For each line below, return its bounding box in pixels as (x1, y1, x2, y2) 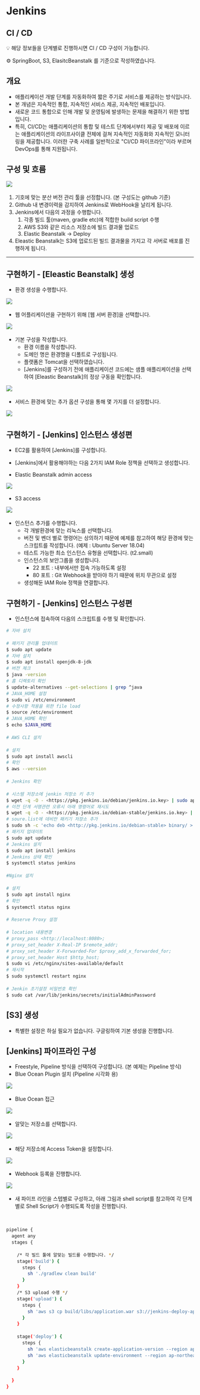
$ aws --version (6, 766, 46, 772)
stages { (11, 1240, 33, 1245)
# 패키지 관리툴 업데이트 (6, 640, 58, 646)
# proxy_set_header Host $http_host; (6, 954, 100, 960)
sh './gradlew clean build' (27, 1271, 97, 1277)
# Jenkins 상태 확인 (6, 854, 52, 860)
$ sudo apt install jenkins (6, 848, 76, 854)
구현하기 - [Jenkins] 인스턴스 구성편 (6, 598, 133, 608)
